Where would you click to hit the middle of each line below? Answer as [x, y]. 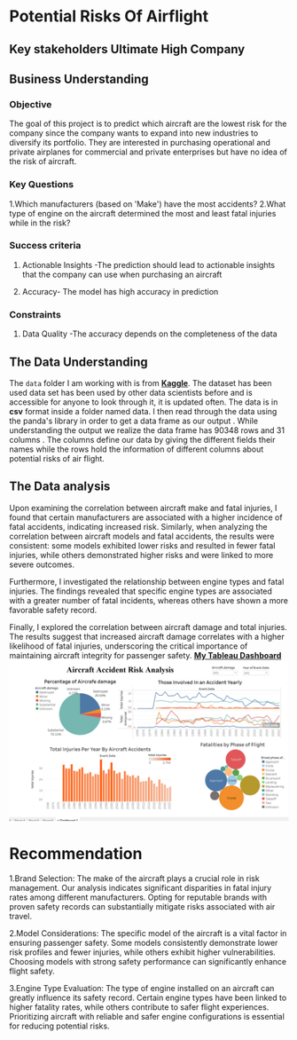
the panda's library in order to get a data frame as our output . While [134, 421]
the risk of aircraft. [43, 162]
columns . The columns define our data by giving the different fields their [142, 439]
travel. [21, 917]
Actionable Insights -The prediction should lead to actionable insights [148, 264]
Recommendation [76, 854]
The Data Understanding [78, 362]
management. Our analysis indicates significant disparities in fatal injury [141, 888]
